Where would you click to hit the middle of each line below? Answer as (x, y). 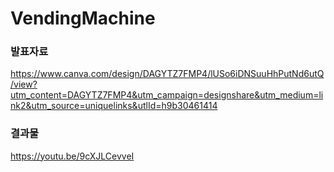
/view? (24, 84)
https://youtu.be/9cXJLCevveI (72, 156)
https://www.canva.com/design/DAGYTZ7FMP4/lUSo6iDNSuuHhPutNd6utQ (167, 74)
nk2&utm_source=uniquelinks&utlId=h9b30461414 (114, 106)
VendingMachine (83, 18)
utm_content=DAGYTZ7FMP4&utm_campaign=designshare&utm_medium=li (167, 95)
